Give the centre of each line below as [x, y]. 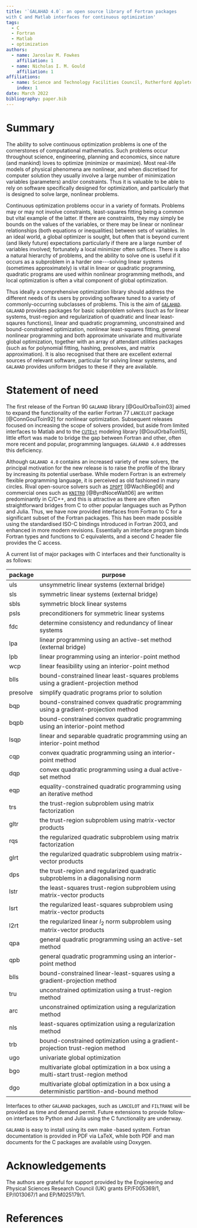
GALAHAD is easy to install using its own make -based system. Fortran [88, 1129]
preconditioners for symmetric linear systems [102, 613]
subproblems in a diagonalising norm [91, 878]
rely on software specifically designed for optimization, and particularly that [97, 188]
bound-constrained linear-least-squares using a [107, 973]
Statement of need [52, 390]
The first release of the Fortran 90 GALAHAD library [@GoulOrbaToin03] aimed [98, 406]
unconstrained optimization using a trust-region [106, 990]
